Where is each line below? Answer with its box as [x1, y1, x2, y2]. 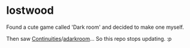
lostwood [6, 4, 54, 17]
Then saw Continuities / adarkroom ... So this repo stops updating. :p [6, 35, 172, 42]
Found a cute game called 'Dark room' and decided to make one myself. [6, 23, 184, 31]
